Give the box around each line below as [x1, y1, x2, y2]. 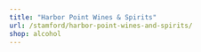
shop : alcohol [9, 29, 62, 38]
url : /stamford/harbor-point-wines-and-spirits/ [9, 21, 193, 30]
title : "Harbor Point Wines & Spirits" [9, 12, 157, 22]
